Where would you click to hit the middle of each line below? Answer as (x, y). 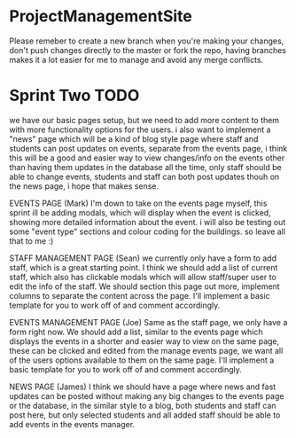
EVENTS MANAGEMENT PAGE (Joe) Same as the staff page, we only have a (148, 322)
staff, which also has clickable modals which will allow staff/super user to (143, 277)
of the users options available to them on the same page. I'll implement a (142, 360)
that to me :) (31, 240)
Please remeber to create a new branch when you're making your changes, (147, 41)
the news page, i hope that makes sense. (84, 186)
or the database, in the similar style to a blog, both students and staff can (143, 405)
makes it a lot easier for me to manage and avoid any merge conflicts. (136, 59)
